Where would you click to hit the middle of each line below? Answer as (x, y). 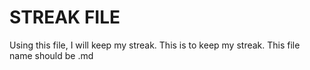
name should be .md (51, 55)
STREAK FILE (65, 17)
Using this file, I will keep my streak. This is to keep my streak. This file (155, 45)
